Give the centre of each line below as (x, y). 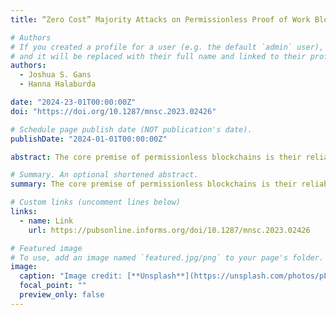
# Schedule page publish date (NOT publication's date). (131, 129)
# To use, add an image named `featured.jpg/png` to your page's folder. (167, 257)
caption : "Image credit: (71, 276)
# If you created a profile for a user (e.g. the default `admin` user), (167, 47)
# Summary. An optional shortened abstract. (104, 175)
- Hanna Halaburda (58, 84)
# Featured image (46, 248)
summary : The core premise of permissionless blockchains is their (154, 184)
